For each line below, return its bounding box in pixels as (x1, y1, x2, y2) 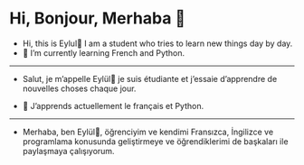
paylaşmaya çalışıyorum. (22, 145, 115, 156)
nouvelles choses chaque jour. (22, 83, 137, 94)
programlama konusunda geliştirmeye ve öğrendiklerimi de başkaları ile (22, 135, 289, 147)
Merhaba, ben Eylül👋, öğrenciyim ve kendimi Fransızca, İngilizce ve (22, 126, 274, 137)
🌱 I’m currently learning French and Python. (22, 47, 185, 58)
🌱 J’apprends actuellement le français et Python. (22, 100, 204, 111)
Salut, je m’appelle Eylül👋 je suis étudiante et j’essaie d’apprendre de (22, 73, 278, 84)
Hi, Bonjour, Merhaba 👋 (9, 8, 186, 29)
